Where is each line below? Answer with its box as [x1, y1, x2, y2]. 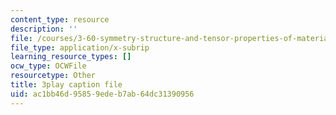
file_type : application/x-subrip [10, 42, 150, 53]
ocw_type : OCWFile [10, 61, 87, 71]
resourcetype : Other [10, 71, 97, 81]
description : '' [10, 24, 78, 34]
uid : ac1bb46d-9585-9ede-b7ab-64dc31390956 [10, 89, 195, 99]
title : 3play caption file [10, 80, 123, 90]
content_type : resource [10, 14, 110, 25]
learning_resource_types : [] [10, 52, 132, 62]
